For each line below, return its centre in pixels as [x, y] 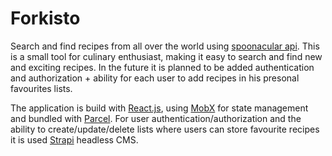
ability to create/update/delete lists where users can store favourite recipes [165, 129]
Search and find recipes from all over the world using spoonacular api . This [165, 46]
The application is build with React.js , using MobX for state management [159, 108]
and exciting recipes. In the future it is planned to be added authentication [162, 67]
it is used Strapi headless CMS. [74, 139]
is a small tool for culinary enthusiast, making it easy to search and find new [166, 56]
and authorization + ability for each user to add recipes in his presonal [155, 78]
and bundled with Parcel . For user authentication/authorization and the [156, 118]
